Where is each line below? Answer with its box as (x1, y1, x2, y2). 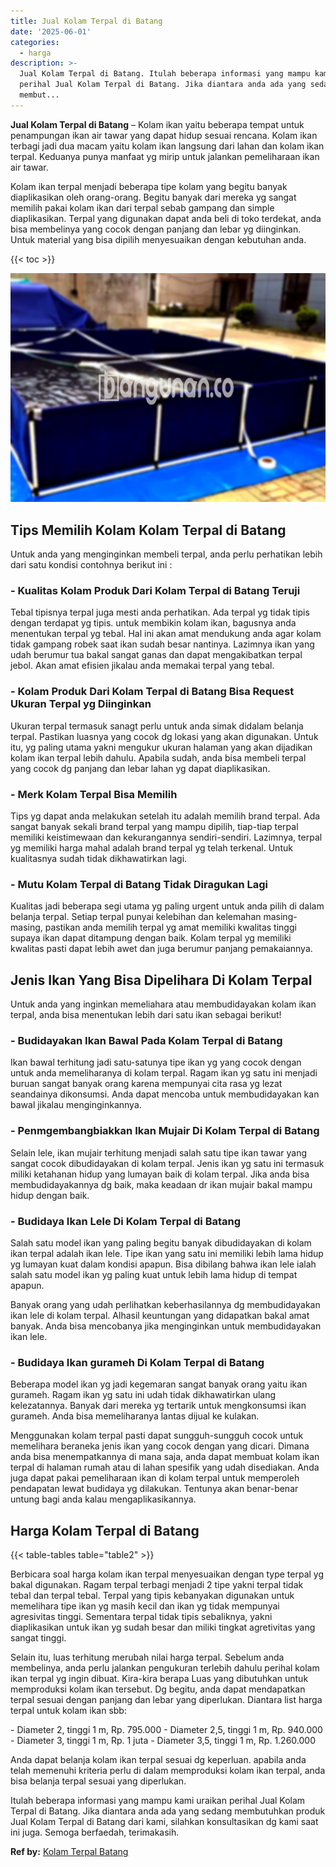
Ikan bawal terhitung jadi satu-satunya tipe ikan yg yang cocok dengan (10, 1056, 302, 1069)
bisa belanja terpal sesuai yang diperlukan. (10, 1775, 187, 1787)
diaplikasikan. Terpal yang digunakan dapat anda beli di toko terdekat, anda (10, 212, 322, 224)
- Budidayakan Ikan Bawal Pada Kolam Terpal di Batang (10, 1034, 283, 1048)
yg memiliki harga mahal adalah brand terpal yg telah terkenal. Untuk (10, 841, 293, 854)
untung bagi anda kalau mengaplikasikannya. (10, 1493, 197, 1505)
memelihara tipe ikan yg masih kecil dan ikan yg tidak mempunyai (10, 1600, 280, 1612)
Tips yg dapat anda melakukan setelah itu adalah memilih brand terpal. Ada (10, 810, 321, 822)
